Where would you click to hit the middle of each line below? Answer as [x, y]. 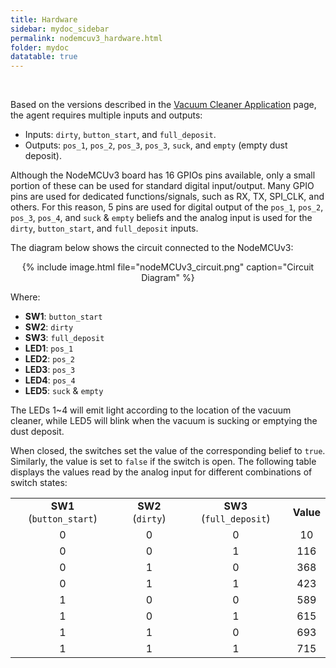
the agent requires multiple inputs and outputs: [106, 115]
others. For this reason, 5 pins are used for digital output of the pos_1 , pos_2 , [167, 207]
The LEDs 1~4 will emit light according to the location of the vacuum [151, 410]
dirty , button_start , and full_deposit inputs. [104, 228]
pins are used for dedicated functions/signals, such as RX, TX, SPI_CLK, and [167, 197]
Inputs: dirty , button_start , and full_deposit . [120, 135]
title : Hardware [44, 19]
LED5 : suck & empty [64, 391]
